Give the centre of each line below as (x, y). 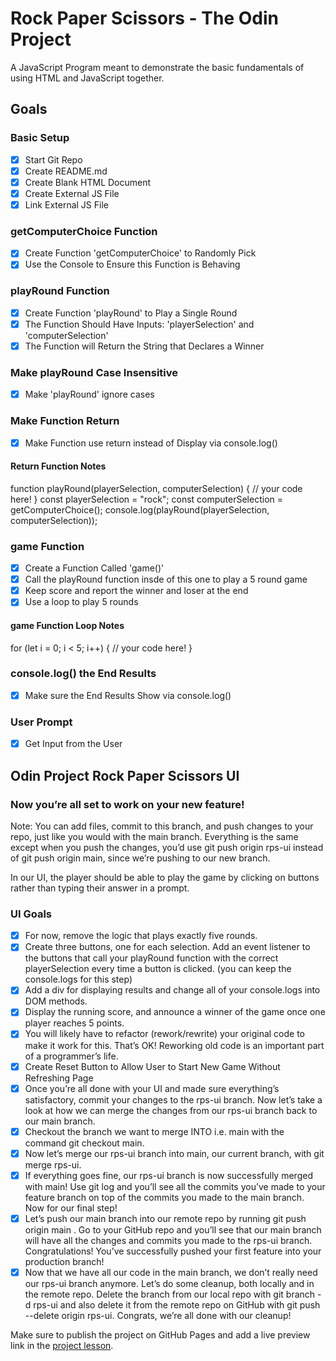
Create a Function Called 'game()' (94, 568)
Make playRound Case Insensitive (94, 372)
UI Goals (31, 914)
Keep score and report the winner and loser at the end (136, 591)
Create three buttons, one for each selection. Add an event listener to (167, 947)
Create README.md (66, 171)
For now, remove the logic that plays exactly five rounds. (141, 936)
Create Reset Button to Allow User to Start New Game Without (152, 1066)
